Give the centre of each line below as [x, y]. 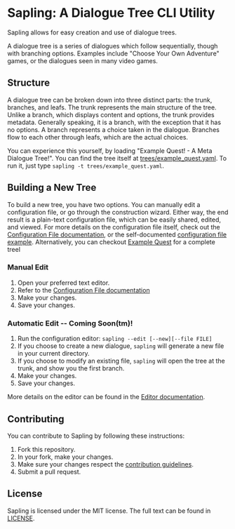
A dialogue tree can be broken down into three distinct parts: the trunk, [110, 100]
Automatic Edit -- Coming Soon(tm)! [70, 323]
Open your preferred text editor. [63, 283]
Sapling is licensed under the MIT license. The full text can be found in [109, 511]
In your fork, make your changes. [65, 457]
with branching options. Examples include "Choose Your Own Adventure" [113, 53]
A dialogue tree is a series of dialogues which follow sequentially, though [113, 46]
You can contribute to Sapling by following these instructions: [96, 436]
